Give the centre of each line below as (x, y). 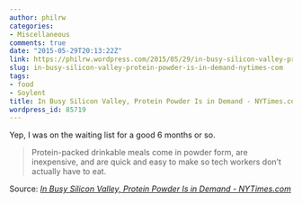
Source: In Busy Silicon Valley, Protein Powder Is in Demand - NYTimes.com (151, 189)
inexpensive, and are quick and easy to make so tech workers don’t (156, 162)
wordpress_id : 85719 (48, 110)
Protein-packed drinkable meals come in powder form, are (140, 153)
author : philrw (38, 18)
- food (22, 84)
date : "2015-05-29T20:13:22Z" (66, 51)
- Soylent (28, 93)
